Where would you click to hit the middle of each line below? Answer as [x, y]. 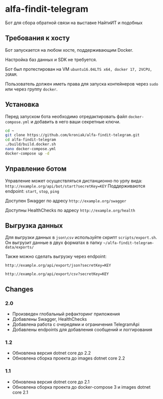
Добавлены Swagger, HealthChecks [49, 319]
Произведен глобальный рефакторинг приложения [66, 314]
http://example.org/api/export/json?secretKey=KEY [58, 266]
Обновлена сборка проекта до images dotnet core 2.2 [68, 358]
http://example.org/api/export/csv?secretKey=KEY [57, 274]
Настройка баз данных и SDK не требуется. [51, 60]
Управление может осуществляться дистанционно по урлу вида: [74, 181]
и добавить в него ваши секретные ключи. [75, 122]
